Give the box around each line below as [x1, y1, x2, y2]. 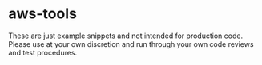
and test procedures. [8, 48, 78, 57]
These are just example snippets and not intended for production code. [8, 31, 243, 40]
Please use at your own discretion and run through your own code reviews [8, 39, 254, 48]
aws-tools [8, 5, 78, 23]
